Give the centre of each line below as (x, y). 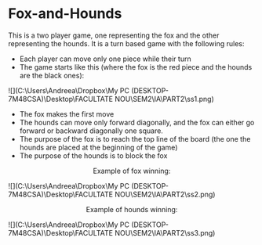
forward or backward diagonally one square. (91, 131)
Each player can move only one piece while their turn (105, 59)
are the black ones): (52, 75)
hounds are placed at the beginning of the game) (98, 147)
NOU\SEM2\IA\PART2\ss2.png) (165, 194)
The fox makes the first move (67, 113)
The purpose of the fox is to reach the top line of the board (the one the (135, 139)
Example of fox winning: (132, 171)
